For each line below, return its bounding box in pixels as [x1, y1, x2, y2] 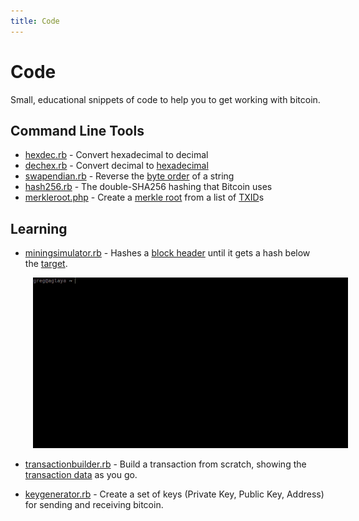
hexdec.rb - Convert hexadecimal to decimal [24, 149, 209, 161]
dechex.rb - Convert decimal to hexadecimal [24, 160, 209, 172]
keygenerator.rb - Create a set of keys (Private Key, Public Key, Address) [24, 488, 325, 500]
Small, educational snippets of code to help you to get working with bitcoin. [10, 93, 321, 105]
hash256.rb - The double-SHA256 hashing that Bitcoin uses [24, 181, 273, 193]
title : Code [10, 16, 60, 26]
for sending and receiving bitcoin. [24, 499, 164, 511]
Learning [10, 220, 68, 237]
